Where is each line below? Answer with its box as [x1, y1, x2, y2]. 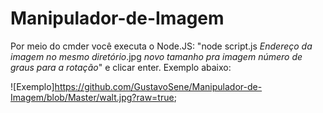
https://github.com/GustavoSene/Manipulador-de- [54, 80, 263, 92]
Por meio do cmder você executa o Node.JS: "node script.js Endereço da [10, 40, 313, 52]
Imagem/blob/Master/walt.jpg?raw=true [10, 91, 175, 103]
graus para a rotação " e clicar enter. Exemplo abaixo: [10, 61, 232, 73]
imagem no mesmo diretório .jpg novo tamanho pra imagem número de [10, 50, 303, 62]
